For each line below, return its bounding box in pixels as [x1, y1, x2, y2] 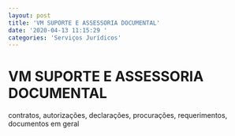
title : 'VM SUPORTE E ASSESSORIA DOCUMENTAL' [8, 19, 160, 27]
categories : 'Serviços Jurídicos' [8, 33, 122, 42]
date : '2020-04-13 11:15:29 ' [8, 26, 108, 34]
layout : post [8, 11, 51, 20]
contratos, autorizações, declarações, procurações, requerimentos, [8, 111, 228, 120]
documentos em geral [8, 119, 80, 129]
